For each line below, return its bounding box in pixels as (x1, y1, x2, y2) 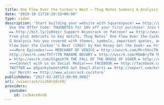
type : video (5, 16, 29, 21)
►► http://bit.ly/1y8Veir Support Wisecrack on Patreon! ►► (9, 30, 134, 34)
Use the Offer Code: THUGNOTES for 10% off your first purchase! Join (9, 25, 156, 30)
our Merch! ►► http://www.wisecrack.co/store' (9, 70, 106, 75)
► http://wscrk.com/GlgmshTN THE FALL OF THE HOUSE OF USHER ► (9, 57, 141, 61)
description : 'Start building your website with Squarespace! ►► (5, 20, 141, 26)
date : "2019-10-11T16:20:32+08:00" (5, 12, 78, 16)
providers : (5, 83, 27, 89)
